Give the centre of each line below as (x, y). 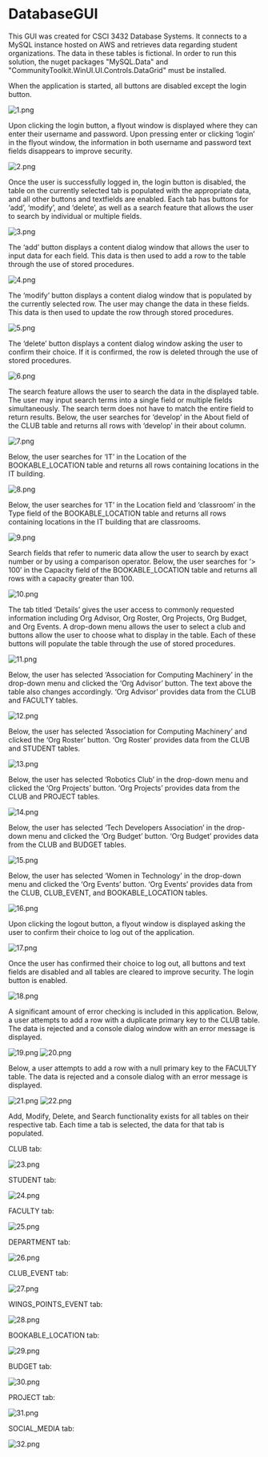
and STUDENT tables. (44, 748)
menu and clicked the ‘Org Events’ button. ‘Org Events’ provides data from (131, 884)
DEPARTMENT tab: (39, 1242)
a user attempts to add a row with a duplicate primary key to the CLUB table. (134, 1020)
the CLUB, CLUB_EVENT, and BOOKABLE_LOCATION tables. (108, 892)
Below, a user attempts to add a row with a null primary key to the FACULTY (133, 1068)
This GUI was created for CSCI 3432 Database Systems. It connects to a (128, 36)
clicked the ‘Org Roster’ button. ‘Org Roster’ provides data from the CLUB (129, 739)
